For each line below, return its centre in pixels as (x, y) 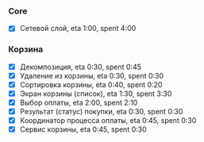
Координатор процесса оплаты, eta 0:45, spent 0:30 (108, 121)
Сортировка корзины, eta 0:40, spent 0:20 (91, 84)
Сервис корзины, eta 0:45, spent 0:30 (83, 129)
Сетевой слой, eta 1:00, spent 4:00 (78, 29)
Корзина (26, 49)
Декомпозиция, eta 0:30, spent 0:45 (80, 67)
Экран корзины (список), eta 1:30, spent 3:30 (96, 94)
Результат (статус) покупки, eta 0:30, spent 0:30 (101, 111)
